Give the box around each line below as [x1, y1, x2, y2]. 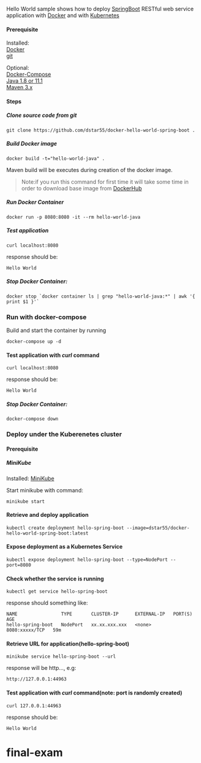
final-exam [6, 745, 63, 759]
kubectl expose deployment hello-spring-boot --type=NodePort [6, 557, 168, 563]
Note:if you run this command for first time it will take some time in [21, 178, 189, 186]
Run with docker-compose [6, 312, 87, 321]
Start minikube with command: [6, 486, 84, 494]
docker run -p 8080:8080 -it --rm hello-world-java [6, 214, 141, 220]
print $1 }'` [6, 298, 40, 305]
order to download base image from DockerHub [21, 184, 142, 192]
